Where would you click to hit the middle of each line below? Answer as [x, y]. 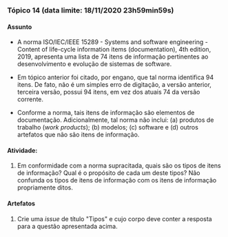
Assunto [20, 27]
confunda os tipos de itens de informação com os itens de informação [117, 181]
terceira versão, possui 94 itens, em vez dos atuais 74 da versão [108, 92]
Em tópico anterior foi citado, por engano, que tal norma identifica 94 [115, 77]
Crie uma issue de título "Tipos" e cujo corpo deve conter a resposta [114, 218]
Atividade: [22, 150]
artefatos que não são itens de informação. [78, 135]
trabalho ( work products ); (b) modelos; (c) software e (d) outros [107, 127]
